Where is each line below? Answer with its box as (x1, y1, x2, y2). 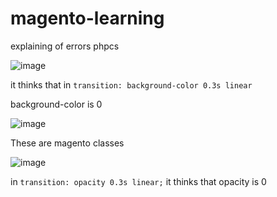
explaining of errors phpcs (10, 40, 120, 52)
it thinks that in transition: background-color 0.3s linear (10, 78, 253, 91)
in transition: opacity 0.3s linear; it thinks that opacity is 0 (10, 175, 267, 187)
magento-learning (10, 7, 165, 30)
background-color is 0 (10, 98, 103, 110)
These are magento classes (10, 137, 125, 149)
